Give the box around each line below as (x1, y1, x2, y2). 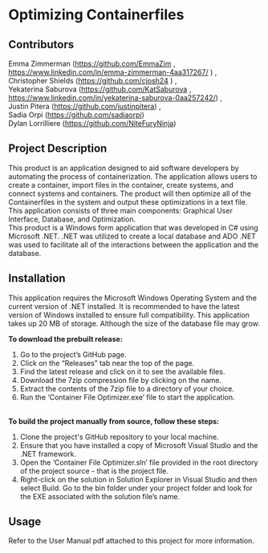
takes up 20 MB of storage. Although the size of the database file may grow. (8, 319, 261, 328)
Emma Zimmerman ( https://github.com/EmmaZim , (8, 59, 176, 68)
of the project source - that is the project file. (19, 466, 169, 475)
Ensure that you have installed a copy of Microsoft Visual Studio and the (19, 440, 258, 450)
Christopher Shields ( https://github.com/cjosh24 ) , (8, 76, 177, 85)
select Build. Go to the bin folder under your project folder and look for (19, 483, 253, 493)
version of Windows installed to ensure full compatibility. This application (8, 310, 250, 319)
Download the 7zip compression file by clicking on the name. (19, 375, 222, 384)
